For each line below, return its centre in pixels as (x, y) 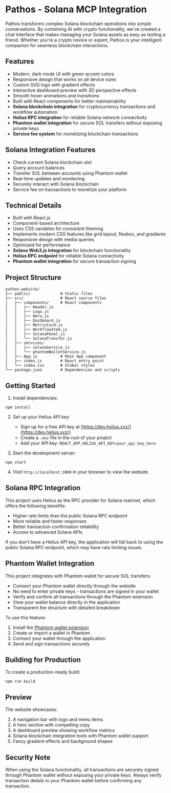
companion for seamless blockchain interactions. (57, 45)
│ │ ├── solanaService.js (38, 348)
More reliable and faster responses (50, 521)
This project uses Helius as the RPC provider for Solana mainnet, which (80, 500)
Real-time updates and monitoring (49, 178)
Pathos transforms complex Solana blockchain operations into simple (78, 24)
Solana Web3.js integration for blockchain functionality (72, 251)
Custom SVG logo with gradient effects (54, 85)
